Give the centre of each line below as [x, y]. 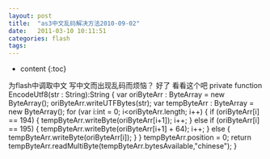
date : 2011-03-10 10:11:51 [57, 31]
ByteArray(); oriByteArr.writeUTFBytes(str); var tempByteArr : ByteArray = [131, 103]
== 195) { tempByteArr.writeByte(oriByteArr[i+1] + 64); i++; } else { [119, 129]
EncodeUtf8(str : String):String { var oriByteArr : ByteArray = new [116, 94]
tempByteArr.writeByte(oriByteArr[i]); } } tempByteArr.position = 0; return [130, 137]
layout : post [30, 16]
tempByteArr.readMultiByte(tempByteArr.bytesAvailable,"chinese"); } [122, 146]
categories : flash [39, 38]
